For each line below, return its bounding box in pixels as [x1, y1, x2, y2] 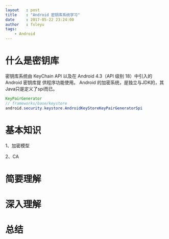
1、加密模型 [5, 142, 30, 149]
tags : [5, 27, 17, 32]
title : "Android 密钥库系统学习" [5, 12, 80, 17]
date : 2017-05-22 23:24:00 [5, 17, 74, 22]
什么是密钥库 [5, 55, 60, 67]
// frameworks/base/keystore [5, 101, 67, 106]
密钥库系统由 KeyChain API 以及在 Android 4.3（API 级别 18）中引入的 [5, 73, 153, 79]
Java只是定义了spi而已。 [5, 86, 58, 92]
